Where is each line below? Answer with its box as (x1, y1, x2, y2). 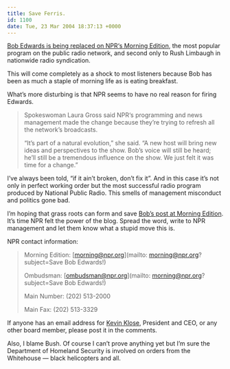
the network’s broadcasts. (23, 125, 98, 134)
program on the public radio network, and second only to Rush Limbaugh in (7, 49, 221, 57)
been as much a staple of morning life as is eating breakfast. (7, 77, 179, 85)
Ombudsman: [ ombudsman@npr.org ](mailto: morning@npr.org (23, 271, 203, 280)
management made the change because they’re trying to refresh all (23, 118, 215, 127)
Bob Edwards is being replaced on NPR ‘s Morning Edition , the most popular (7, 42, 221, 50)
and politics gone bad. (7, 196, 71, 204)
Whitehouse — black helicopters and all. (7, 354, 122, 362)
